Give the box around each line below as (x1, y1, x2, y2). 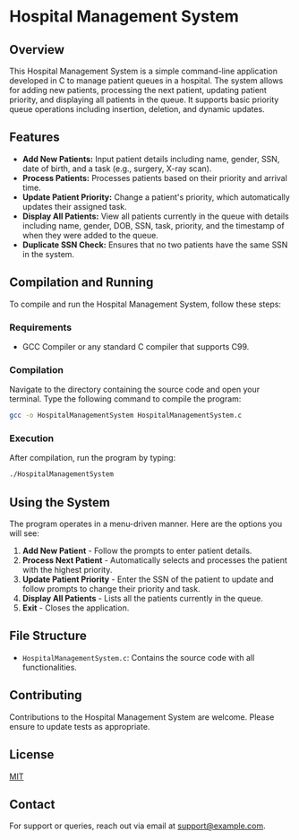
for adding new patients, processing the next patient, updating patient (9, 85, 267, 95)
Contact (9, 796, 56, 812)
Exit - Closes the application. (21, 602, 130, 613)
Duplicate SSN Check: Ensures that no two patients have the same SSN (21, 239, 288, 250)
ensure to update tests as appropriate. (9, 721, 150, 732)
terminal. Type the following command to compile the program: (9, 394, 242, 404)
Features (9, 130, 60, 145)
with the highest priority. (21, 565, 113, 576)
